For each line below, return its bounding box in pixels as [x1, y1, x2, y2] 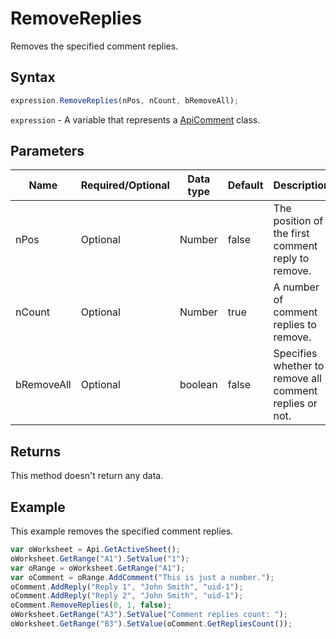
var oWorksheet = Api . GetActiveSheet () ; [10, 545, 182, 555]
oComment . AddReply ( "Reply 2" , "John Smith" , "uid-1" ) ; [10, 591, 244, 601]
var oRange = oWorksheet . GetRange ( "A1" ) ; [10, 563, 186, 573]
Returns [10, 443, 62, 460]
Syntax [10, 69, 56, 86]
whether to [273, 359, 325, 373]
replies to [273, 318, 317, 332]
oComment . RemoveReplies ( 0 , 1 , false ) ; [10, 600, 172, 611]
